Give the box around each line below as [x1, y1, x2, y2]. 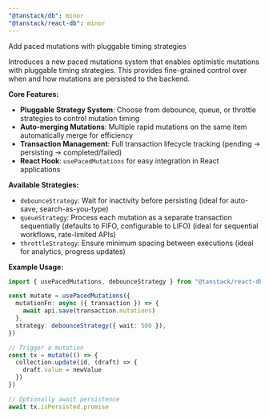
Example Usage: [8, 262, 64, 272]
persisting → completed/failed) [19, 147, 122, 157]
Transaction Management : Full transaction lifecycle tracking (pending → [19, 139, 261, 148]
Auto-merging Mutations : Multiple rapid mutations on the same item [19, 122, 247, 131]
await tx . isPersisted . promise [8, 402, 110, 411]
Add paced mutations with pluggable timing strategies [8, 41, 187, 50]
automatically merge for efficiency [19, 130, 134, 140]
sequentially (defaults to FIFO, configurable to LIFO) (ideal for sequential [19, 221, 259, 231]
